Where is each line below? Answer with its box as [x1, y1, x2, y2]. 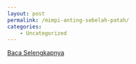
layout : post [7, 10, 45, 17]
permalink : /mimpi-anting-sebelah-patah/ [7, 17, 130, 24]
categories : [7, 23, 42, 30]
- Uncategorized [20, 29, 68, 37]
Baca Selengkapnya [7, 49, 65, 57]
